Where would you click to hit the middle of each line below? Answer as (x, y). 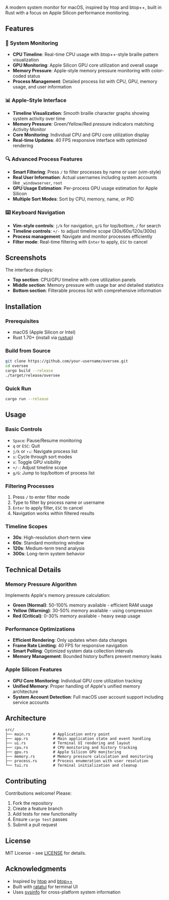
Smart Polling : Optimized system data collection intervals (73, 651)
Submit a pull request (35, 825)
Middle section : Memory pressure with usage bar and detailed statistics (88, 285)
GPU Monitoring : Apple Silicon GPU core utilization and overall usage (85, 65)
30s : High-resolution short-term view (52, 537)
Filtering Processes (30, 486)
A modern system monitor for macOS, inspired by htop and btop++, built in (83, 7)
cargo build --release (29, 371)
